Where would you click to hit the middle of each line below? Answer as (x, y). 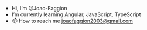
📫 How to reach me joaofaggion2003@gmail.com (72, 21)
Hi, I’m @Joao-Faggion (39, 8)
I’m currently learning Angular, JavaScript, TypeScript (76, 14)
